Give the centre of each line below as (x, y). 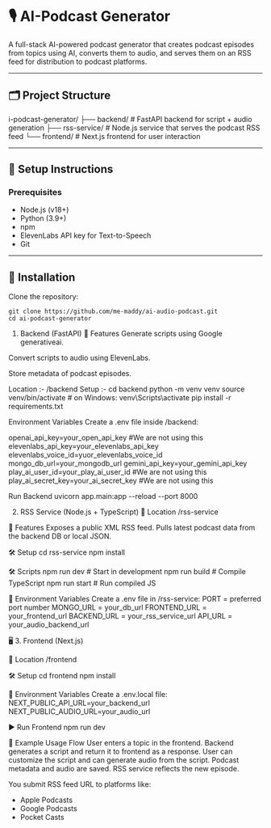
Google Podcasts (49, 809)
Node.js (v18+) (44, 210)
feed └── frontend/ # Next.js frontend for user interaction (104, 136)
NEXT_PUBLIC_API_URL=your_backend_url (79, 703)
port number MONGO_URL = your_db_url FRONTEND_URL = (108, 607)
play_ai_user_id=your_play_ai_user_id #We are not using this (108, 472)
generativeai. (42, 342)
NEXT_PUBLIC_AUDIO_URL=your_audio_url (79, 712)
